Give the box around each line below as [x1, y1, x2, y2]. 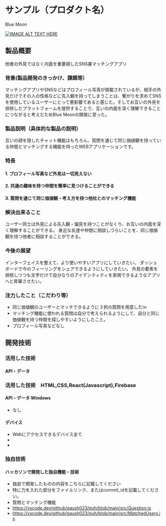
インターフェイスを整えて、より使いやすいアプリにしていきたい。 [5, 259, 139, 265]
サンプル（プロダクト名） [5, 4, 110, 16]
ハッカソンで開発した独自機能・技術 [5, 469, 79, 475]
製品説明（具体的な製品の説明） [5, 125, 82, 132]
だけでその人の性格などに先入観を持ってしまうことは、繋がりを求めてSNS [9, 93, 162, 99]
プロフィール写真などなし [12, 322, 65, 328]
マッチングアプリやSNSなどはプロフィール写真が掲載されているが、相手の [5, 87, 157, 93]
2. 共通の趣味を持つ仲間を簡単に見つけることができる [5, 183, 115, 189]
